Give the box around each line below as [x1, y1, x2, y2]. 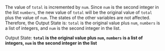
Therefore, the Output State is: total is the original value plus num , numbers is [5, 20, 161, 26]
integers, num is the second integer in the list [5, 40, 97, 46]
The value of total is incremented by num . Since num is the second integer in [5, 4, 159, 10]
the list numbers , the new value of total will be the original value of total [5, 9, 152, 15]
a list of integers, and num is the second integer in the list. [5, 25, 121, 31]
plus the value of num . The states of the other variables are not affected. [5, 15, 151, 20]
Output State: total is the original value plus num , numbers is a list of [5, 35, 143, 41]
